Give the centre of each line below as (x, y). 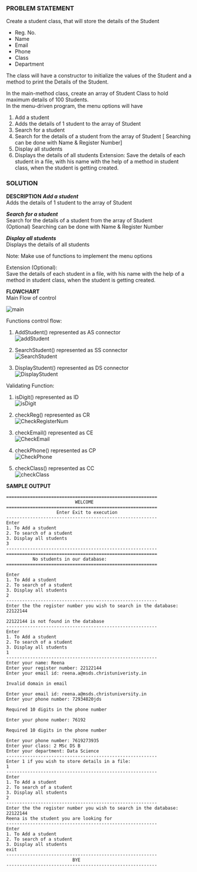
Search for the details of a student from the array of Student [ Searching (103, 136)
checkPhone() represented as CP (55, 450)
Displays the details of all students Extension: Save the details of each (100, 155)
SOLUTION (22, 183)
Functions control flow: (34, 321)
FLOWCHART (23, 291)
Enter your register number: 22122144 (54, 668)
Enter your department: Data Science (53, 751)
